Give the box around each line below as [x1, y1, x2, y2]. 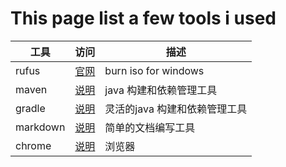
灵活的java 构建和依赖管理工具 [104, 102, 248, 116]
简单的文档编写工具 [104, 120, 196, 134]
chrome [15, 138, 52, 152]
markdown [15, 120, 66, 134]
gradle [15, 101, 46, 115]
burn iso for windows [104, 63, 205, 77]
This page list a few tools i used [10, 7, 277, 30]
